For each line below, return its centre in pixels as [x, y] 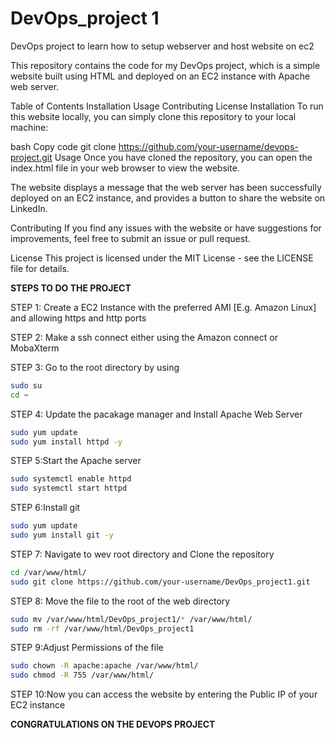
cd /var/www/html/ [48, 572]
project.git [31, 157]
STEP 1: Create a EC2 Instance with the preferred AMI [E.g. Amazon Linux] [163, 307]
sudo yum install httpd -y [66, 442]
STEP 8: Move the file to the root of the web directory [120, 601]
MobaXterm [35, 348]
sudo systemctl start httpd [69, 488]
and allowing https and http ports [78, 318]
